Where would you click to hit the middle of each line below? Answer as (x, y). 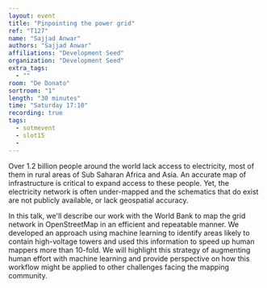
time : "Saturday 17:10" (48, 105)
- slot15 (30, 135)
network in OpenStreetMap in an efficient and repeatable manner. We (124, 224)
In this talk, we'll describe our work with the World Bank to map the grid (127, 216)
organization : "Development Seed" (67, 61)
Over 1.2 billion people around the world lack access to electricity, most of (131, 166)
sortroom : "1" (32, 91)
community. (28, 275)
